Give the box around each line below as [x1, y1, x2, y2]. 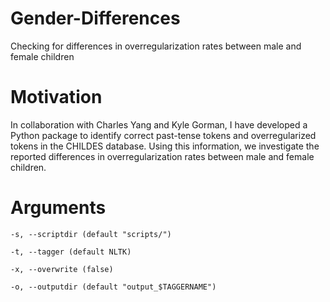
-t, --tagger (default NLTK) [10, 247, 132, 257]
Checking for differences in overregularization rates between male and [10, 40, 302, 52]
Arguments [10, 197, 107, 219]
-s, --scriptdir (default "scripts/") [10, 229, 172, 239]
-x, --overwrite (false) [10, 264, 114, 274]
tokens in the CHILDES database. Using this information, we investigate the [10, 140, 320, 152]
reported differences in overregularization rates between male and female [10, 150, 315, 162]
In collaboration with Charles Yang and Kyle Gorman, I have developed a [10, 118, 308, 131]
